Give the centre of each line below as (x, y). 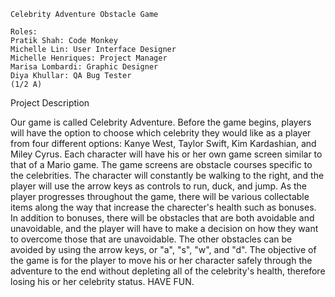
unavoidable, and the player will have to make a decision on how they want (164, 228)
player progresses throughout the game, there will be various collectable (160, 196)
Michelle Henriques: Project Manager (89, 58)
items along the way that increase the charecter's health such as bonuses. (163, 207)
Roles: (24, 32)
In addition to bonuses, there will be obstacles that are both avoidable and (162, 218)
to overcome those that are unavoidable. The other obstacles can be (151, 239)
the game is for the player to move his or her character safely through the (161, 260)
